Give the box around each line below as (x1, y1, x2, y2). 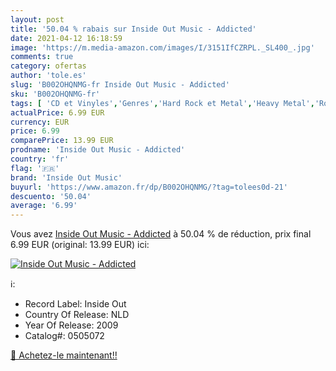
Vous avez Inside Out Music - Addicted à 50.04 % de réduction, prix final (10, 228, 312, 240)
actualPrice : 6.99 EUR (10, 107, 105, 118)
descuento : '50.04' (10, 191, 92, 201)
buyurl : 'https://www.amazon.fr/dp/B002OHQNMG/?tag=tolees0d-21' (10, 182, 288, 192)
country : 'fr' (10, 154, 70, 164)
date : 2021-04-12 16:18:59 (10, 33, 123, 43)
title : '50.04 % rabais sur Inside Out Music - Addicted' (10, 24, 257, 34)
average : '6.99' (10, 201, 78, 211)
